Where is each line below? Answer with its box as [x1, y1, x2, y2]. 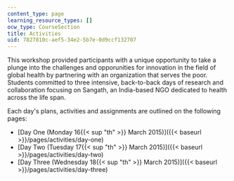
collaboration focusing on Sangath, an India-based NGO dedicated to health [7, 86, 227, 94]
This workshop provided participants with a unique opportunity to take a [7, 56, 216, 64]
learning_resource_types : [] [7, 17, 93, 24]
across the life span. [7, 93, 66, 102]
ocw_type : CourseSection [7, 23, 80, 30]
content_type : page [7, 10, 65, 18]
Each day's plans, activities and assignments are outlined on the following [7, 107, 221, 116]
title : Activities [7, 30, 61, 37]
